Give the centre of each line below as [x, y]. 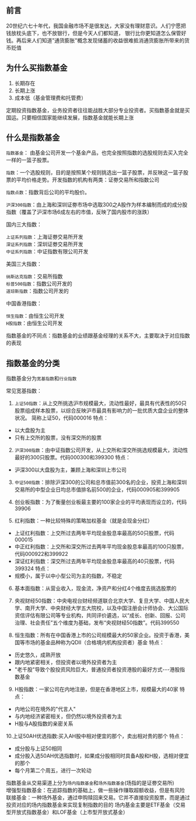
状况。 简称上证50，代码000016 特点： [62, 418]
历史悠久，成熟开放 [38, 655]
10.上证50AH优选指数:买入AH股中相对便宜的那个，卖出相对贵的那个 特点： [95, 736]
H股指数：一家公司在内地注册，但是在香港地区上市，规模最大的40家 [97, 689]
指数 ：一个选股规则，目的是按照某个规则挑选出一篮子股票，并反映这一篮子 [95, 173]
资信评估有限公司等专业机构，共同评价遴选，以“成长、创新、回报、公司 [100, 616]
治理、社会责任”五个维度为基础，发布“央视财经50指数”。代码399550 [97, 623]
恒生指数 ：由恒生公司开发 [35, 316]
